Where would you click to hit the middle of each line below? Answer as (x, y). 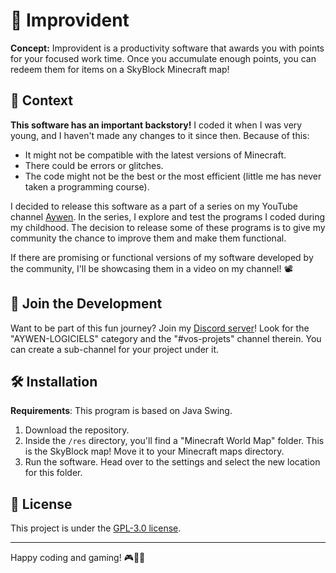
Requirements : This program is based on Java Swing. (121, 411)
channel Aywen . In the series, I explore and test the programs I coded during (168, 216)
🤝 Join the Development (86, 304)
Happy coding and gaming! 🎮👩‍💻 (78, 558)
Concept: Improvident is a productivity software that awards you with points (167, 48)
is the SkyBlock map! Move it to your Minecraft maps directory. (154, 451)
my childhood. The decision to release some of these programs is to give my (168, 227)
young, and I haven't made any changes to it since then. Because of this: (160, 135)
